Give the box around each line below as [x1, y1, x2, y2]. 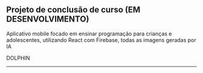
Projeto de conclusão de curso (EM [6, 5, 141, 15]
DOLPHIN [6, 54, 30, 62]
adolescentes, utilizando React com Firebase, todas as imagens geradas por [6, 36, 196, 44]
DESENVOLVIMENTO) [6, 14, 89, 25]
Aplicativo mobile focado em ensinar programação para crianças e [6, 30, 172, 37]
